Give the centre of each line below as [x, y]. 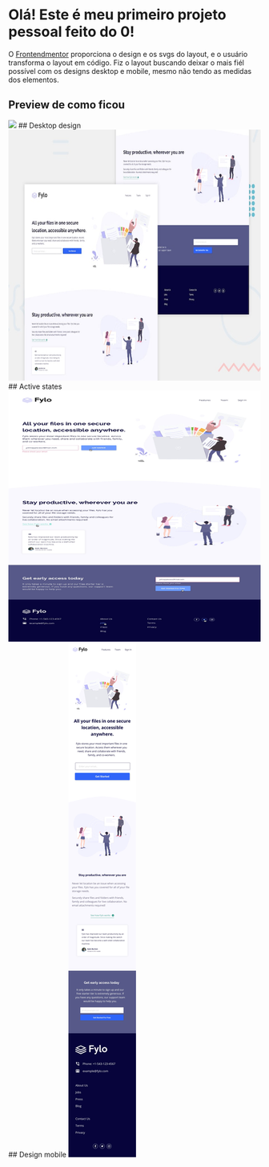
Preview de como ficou [67, 105]
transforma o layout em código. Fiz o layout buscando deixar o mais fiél [126, 63]
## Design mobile [37, 1154]
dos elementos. [34, 80]
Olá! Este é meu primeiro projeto [117, 15]
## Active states [35, 386]
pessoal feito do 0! [71, 32]
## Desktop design [50, 125]
